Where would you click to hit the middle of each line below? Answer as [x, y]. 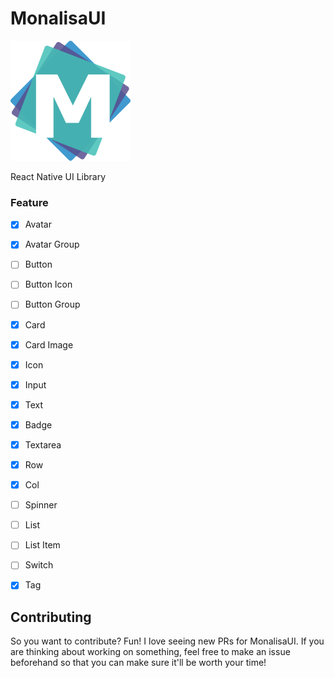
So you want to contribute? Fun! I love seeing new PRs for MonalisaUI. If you [167, 641]
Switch [39, 565]
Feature [29, 202]
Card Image [49, 344]
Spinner [41, 505]
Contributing [51, 617]
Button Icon [48, 284]
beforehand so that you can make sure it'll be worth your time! [138, 663]
